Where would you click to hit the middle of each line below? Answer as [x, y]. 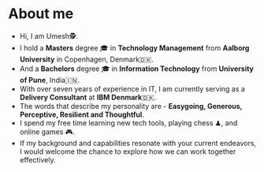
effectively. [37, 159]
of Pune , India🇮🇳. [50, 80]
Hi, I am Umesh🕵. [49, 36]
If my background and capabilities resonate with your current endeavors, [138, 143]
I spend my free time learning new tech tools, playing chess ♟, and [128, 122]
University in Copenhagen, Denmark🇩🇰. [87, 59]
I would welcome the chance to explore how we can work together [128, 151]
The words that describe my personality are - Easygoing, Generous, [131, 106]
